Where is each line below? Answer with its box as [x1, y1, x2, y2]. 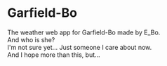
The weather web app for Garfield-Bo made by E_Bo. [7, 28, 161, 37]
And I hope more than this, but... [7, 51, 100, 59]
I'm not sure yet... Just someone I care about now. [7, 43, 152, 51]
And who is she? [7, 35, 55, 44]
